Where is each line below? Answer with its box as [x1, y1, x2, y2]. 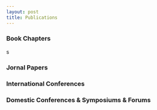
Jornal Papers [6, 63, 48, 71]
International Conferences [6, 79, 85, 88]
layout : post [6, 8, 39, 15]
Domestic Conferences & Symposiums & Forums [6, 95, 151, 104]
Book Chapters [6, 34, 51, 43]
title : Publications [6, 15, 58, 21]
